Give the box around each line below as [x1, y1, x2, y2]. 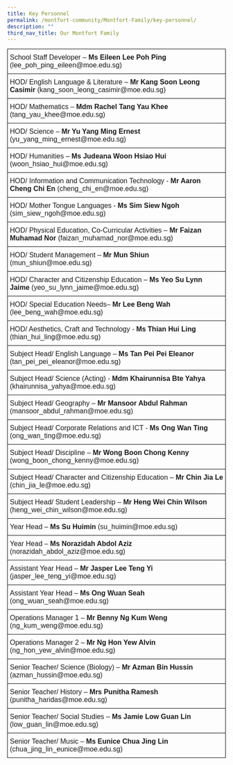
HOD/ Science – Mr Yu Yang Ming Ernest [10, 128, 141, 136]
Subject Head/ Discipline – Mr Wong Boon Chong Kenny [10, 449, 189, 457]
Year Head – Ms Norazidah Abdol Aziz [10, 540, 132, 548]
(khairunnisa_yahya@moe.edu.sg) [10, 382, 116, 390]
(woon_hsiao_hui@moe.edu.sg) [10, 160, 109, 169]
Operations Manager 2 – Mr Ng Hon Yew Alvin [10, 639, 156, 647]
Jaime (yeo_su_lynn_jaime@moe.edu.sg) [10, 284, 139, 292]
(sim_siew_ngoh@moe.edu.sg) [10, 209, 106, 218]
